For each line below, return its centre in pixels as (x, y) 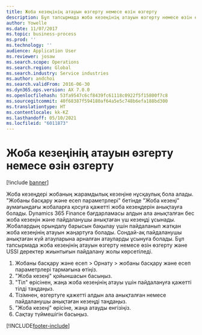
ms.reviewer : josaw (31, 56)
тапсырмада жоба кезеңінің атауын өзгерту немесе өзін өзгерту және (97, 245)
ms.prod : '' (21, 40)
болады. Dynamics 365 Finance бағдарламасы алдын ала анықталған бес (100, 213)
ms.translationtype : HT (36, 107)
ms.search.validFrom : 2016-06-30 (48, 85)
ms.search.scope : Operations (43, 62)
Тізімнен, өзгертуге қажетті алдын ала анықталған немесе (90, 295)
